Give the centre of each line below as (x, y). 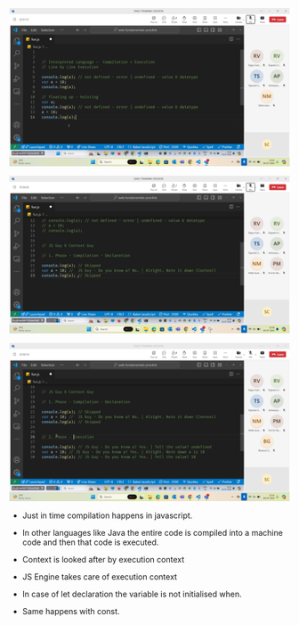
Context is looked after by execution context (103, 559)
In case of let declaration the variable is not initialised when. (132, 594)
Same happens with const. (71, 611)
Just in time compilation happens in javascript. (107, 515)
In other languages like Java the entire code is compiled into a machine (152, 532)
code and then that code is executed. (90, 542)
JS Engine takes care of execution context (100, 576)
